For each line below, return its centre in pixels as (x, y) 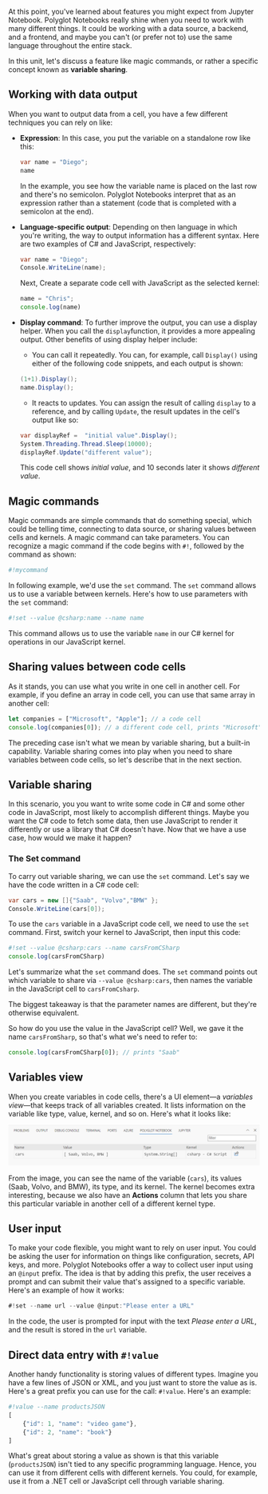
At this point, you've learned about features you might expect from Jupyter (131, 12)
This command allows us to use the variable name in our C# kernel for (121, 633)
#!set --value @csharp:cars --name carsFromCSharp (94, 948)
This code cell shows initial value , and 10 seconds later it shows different (140, 468)
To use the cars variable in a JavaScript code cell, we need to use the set (129, 924)
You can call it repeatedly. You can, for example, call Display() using (144, 355)
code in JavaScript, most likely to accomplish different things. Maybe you (129, 813)
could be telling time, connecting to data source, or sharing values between (132, 529)
